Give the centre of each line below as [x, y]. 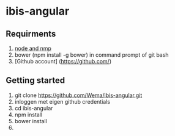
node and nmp [33, 48]
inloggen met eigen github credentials [62, 101]
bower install [31, 121]
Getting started [35, 81]
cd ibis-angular [34, 108]
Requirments [31, 34]
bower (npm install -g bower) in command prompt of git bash [91, 55]
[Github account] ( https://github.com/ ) [63, 61]
